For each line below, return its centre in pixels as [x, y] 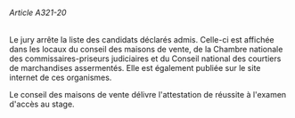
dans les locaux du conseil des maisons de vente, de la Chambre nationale [146, 50]
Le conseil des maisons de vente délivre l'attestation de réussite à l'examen [148, 95]
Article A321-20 [38, 12]
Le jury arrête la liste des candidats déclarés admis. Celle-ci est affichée [142, 40]
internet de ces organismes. [61, 78]
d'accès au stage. [42, 104]
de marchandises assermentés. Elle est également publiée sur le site [135, 68]
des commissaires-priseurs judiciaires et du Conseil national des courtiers [145, 59]
